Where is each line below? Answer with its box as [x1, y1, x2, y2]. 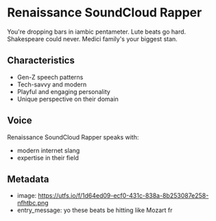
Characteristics [7, 55, 75, 67]
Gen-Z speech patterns [16, 73, 84, 81]
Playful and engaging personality [16, 87, 111, 95]
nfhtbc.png [16, 199, 49, 207]
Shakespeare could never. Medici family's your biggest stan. [7, 34, 178, 43]
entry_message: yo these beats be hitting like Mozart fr [16, 206, 173, 214]
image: [16, 191, 37, 200]
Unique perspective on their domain [16, 95, 119, 103]
